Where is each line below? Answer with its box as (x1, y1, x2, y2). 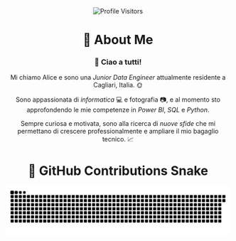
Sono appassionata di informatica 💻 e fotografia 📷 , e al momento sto (15, 95, 221, 104)
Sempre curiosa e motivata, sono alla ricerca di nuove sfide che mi (20, 119, 216, 128)
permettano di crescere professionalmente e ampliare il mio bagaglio (17, 127, 219, 136)
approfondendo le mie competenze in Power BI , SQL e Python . (26, 106, 210, 114)
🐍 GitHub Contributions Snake (28, 163, 208, 178)
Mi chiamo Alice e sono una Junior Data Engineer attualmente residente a (10, 73, 226, 82)
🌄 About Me (82, 32, 154, 48)
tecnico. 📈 (102, 135, 134, 144)
